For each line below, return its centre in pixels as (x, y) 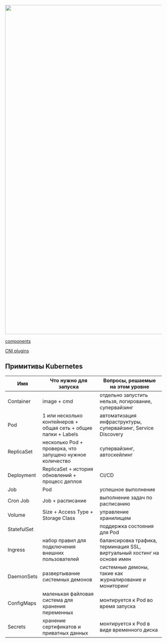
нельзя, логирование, (126, 401)
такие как (111, 573)
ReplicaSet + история (68, 469)
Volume (17, 515)
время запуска (118, 606)
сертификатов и (62, 627)
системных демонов (67, 579)
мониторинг (114, 585)
